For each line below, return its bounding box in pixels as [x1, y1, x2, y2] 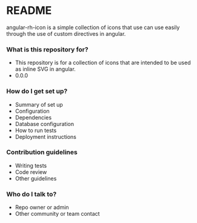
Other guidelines [15, 175, 57, 182]
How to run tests [15, 127, 57, 134]
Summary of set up [15, 101, 64, 108]
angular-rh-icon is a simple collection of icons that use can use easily [6, 24, 180, 31]
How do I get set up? [6, 87, 68, 96]
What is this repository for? [6, 45, 89, 53]
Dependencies [15, 113, 52, 121]
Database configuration [15, 120, 75, 127]
